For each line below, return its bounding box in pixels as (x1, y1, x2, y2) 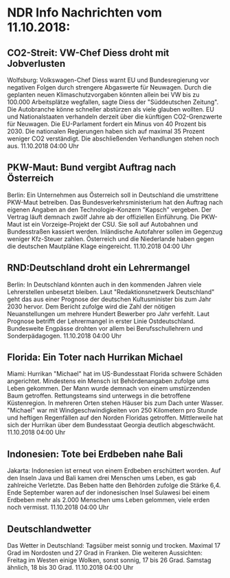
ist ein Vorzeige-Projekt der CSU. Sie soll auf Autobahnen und (23, 220, 198, 228)
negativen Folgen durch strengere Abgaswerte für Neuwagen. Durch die (7, 83, 211, 91)
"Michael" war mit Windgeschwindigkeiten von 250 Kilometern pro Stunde (7, 406, 218, 415)
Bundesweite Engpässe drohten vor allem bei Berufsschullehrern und (7, 324, 203, 332)
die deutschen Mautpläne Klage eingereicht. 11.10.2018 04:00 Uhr (7, 242, 192, 250)
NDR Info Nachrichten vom (7, 5, 163, 21)
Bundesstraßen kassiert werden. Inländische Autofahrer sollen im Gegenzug (7, 227, 223, 236)
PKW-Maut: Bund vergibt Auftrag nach (7, 162, 176, 174)
